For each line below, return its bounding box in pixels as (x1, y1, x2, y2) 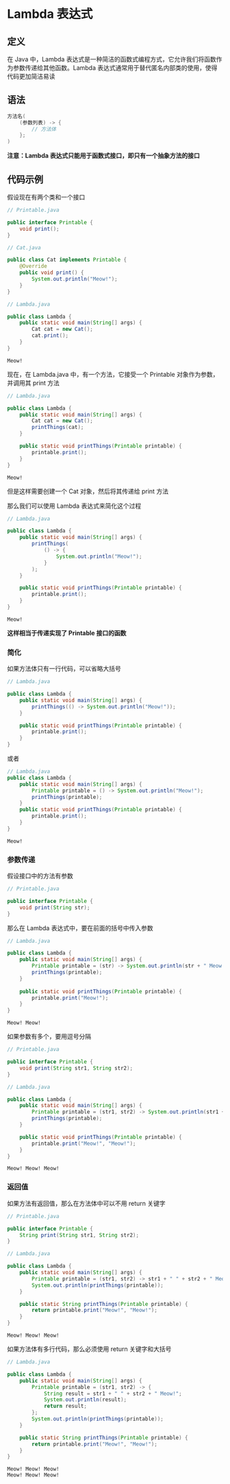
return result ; (43, 1402, 88, 1410)
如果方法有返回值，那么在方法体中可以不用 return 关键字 (7, 1199, 166, 1207)
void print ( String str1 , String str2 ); (19, 1065, 133, 1072)
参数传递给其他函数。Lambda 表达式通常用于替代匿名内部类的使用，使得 (12, 64, 218, 72)
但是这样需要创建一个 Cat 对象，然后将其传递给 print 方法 (7, 487, 169, 495)
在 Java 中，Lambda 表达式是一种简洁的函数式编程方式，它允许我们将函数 (7, 55, 217, 63)
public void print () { (19, 269, 84, 276)
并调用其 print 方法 (7, 378, 60, 387)
